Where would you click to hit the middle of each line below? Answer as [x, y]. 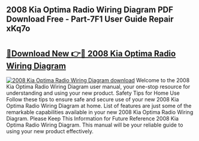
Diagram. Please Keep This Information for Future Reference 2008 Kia [92, 118]
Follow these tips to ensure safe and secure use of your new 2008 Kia [93, 99]
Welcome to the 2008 [163, 80]
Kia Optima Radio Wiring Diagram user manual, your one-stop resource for [98, 87]
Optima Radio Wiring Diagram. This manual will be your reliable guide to [95, 125]
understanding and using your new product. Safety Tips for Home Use [93, 93]
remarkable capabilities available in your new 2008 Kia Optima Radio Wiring [100, 112]
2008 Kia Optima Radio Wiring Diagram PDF [90, 10]
